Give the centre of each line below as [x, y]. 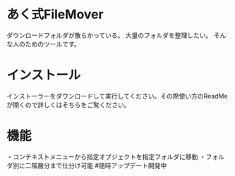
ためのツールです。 [53, 44]
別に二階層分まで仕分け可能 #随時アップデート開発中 [90, 165]
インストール [44, 75]
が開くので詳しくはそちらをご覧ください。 [68, 105]
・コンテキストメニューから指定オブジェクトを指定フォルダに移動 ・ [106, 156]
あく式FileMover [55, 14]
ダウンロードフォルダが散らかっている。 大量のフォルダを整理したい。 [109, 35]
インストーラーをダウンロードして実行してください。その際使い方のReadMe [117, 96]
